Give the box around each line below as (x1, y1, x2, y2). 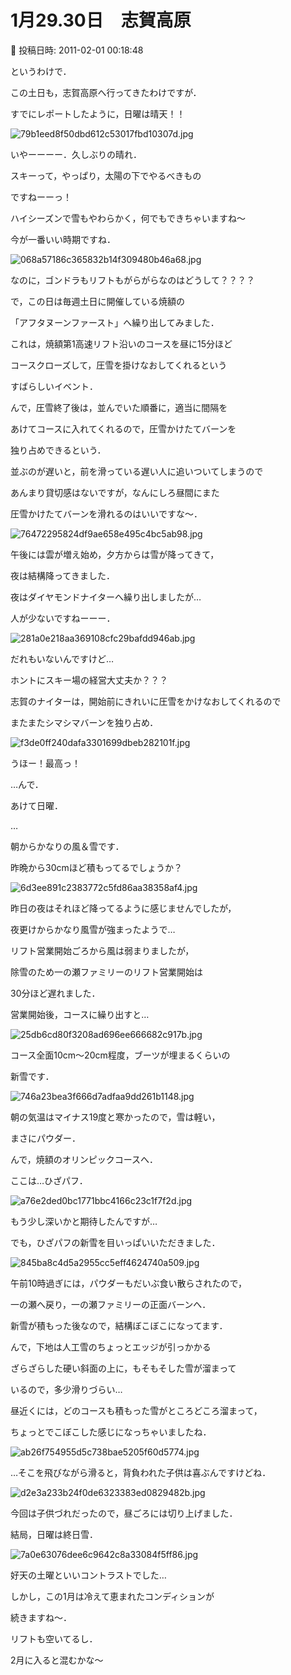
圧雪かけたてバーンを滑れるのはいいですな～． (10, 507, 203, 520)
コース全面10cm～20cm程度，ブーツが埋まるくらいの (10, 1049, 231, 1061)
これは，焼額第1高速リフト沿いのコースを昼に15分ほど (10, 337, 233, 350)
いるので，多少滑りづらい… (10, 1383, 123, 1395)
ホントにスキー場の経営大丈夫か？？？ (10, 674, 168, 686)
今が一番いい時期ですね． (10, 233, 116, 245)
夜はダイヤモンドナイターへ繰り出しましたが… (10, 591, 202, 603)
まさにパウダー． (10, 1132, 81, 1144)
